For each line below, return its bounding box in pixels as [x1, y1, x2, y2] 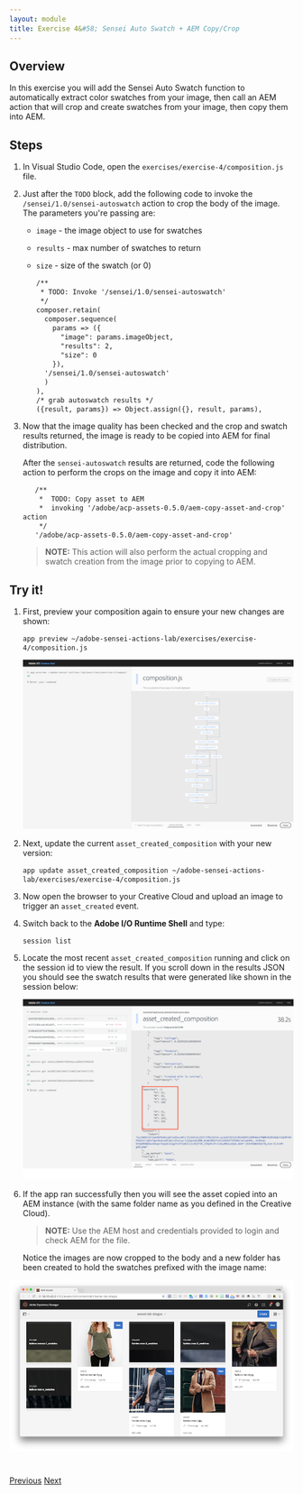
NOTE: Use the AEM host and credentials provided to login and [44, 1225, 280, 1236]
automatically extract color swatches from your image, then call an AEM [9, 92, 277, 103]
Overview [9, 59, 66, 74]
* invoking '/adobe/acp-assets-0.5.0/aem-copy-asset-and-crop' [39, 503, 286, 513]
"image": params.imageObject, [60, 333, 174, 342]
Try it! [9, 582, 43, 597]
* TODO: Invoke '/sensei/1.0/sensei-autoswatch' [40, 288, 227, 297]
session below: [22, 982, 78, 992]
